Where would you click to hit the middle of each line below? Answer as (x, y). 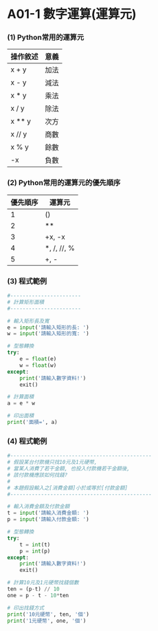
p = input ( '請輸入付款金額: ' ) (48, 520)
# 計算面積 (21, 397)
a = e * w (21, 403)
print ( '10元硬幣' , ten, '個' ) (48, 614)
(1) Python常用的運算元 (46, 37)
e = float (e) (38, 359)
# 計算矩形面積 (26, 302)
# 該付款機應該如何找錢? (37, 475)
